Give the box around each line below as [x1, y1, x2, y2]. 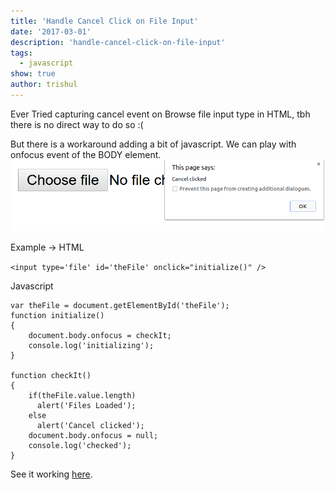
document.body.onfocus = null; [28, 431, 159, 441]
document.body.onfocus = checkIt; [28, 331, 172, 341]
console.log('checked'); [28, 441, 132, 451]
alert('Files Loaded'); [36, 401, 137, 411]
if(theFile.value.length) [28, 391, 137, 401]
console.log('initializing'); [28, 341, 155, 351]
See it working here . [10, 468, 93, 480]
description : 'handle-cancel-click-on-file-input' [10, 37, 226, 47]
